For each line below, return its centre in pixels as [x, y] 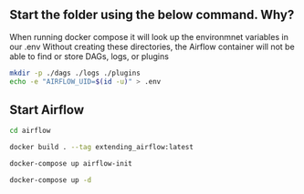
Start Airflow [47, 110]
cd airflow [30, 131]
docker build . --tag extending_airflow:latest [102, 148]
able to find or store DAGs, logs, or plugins [89, 56]
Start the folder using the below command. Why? [152, 15]
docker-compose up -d [51, 180]
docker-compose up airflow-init [71, 164]
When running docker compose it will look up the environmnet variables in [149, 36]
